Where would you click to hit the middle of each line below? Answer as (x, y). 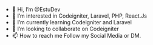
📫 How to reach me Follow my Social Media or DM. (76, 36)
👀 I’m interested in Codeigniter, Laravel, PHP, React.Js (80, 16)
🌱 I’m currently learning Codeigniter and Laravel (72, 22)
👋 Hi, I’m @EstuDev (36, 9)
